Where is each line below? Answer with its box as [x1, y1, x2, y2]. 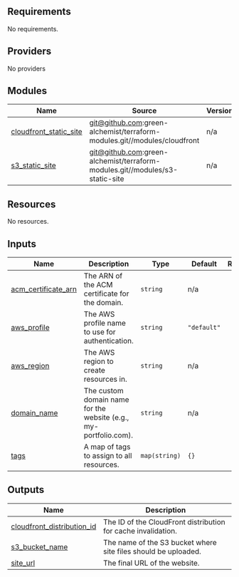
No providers [7, 64, 46, 73]
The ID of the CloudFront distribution [102, 516, 225, 526]
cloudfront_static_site [11, 127, 83, 137]
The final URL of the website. [102, 558, 200, 568]
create [83, 365, 105, 375]
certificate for [83, 288, 129, 298]
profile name [83, 318, 127, 328]
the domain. [83, 298, 124, 308]
